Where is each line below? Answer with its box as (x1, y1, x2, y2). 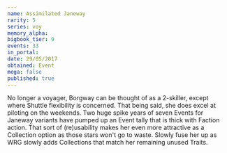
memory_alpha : (7, 29, 49, 37)
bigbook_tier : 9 (7, 36, 54, 43)
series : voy (7, 23, 42, 30)
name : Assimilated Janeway (7, 10, 86, 17)
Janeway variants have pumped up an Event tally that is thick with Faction (7, 116, 220, 124)
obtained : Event (7, 62, 54, 69)
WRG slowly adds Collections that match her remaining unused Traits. (7, 138, 208, 147)
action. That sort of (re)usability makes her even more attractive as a (7, 123, 205, 132)
